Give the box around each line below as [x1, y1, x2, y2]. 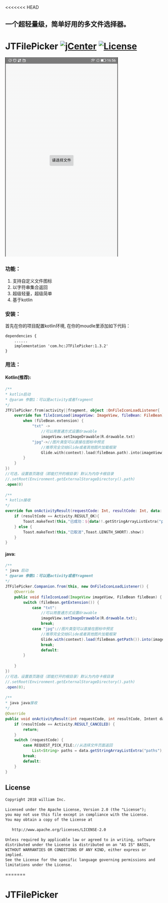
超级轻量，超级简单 [12, 290, 52, 296]
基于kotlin [12, 296, 33, 303]
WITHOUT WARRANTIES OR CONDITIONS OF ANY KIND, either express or [5, 847, 146, 853]
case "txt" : [31, 605, 57, 610]
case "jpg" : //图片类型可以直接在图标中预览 [31, 626, 113, 631]
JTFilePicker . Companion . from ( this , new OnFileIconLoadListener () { [5, 584, 149, 589]
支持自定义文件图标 [12, 278, 52, 284]
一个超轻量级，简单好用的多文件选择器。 [5, 20, 130, 29]
